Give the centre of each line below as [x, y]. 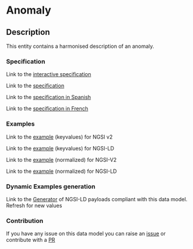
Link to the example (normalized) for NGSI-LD [61, 171]
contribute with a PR [31, 240]
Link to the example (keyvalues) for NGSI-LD [60, 148]
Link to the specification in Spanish [49, 97]
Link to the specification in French [47, 109]
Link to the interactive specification [49, 74]
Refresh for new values [34, 205]
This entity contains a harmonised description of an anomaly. [80, 46]
